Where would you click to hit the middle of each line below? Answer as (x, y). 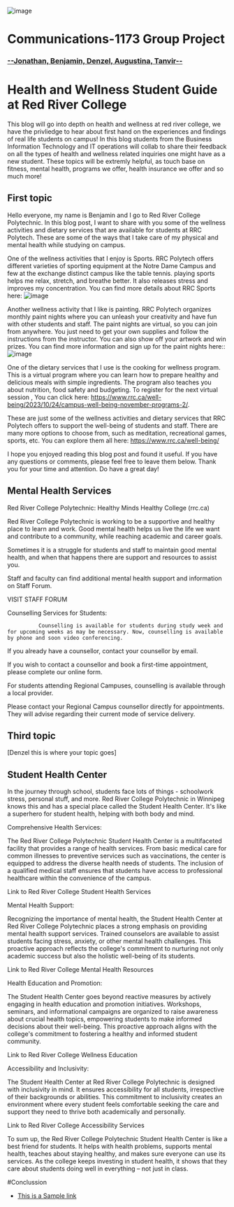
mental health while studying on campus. (66, 244)
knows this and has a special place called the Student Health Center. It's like (117, 807)
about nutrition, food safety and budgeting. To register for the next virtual (113, 389)
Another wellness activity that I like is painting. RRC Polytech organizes (109, 309)
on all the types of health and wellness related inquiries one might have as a (116, 154)
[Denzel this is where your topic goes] (62, 753)
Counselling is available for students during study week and (131, 626)
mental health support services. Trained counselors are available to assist (113, 934)
